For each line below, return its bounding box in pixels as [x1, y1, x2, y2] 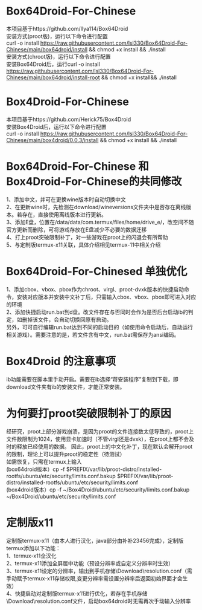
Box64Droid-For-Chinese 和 [6, 160, 150, 174]
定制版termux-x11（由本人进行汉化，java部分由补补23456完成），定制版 [6, 537, 184, 544]
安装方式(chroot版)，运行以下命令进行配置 [6, 53, 111, 60]
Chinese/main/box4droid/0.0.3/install [6, 136, 99, 143]
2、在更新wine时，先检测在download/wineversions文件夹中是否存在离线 [6, 203, 186, 210]
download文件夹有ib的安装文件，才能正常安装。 [6, 383, 125, 391]
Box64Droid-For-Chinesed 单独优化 [6, 265, 188, 278]
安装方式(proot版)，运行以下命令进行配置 [6, 32, 109, 40]
